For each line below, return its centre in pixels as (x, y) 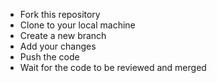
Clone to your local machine (77, 25)
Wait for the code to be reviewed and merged (113, 67)
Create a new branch (63, 35)
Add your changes (58, 46)
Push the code (49, 57)
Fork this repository (60, 14)
